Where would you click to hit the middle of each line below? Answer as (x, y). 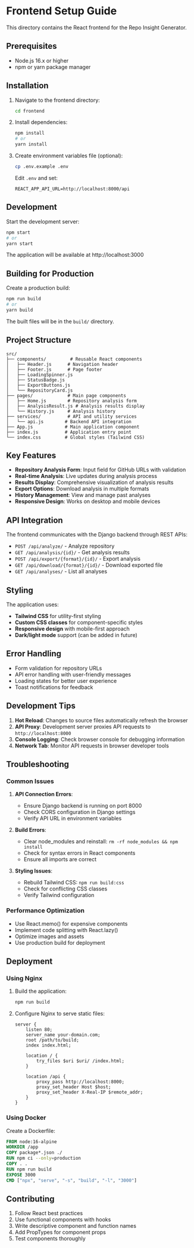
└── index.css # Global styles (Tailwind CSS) (76, 437)
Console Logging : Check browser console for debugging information (100, 739)
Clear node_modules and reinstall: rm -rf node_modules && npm (101, 842)
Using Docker (26, 1117)
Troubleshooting (38, 764)
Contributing (30, 1199)
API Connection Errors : (44, 794)
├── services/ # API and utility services (71, 416)
